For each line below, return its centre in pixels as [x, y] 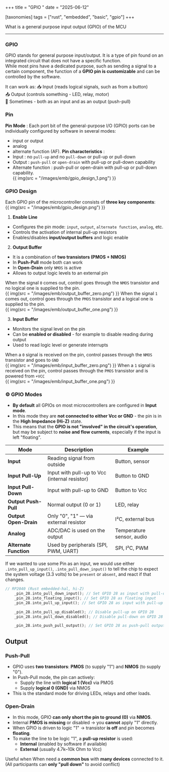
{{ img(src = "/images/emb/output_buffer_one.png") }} [62, 309]
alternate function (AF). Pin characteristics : [59, 151]
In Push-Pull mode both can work [48, 262]
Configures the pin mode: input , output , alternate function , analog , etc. [88, 227]
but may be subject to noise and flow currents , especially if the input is [87, 432]
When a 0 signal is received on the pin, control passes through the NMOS [79, 354]
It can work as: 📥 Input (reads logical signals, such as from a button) [77, 87]
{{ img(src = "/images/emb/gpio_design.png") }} [55, 207]
